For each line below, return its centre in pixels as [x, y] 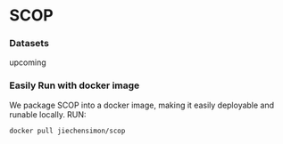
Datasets [29, 44]
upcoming [28, 62]
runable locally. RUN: [48, 114]
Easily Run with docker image [75, 85]
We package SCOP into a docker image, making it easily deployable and [142, 105]
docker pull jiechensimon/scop [67, 131]
